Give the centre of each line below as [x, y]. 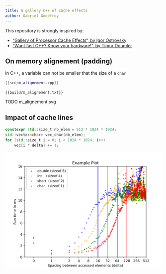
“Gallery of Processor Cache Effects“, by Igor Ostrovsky [69, 40]
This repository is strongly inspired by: [44, 30]
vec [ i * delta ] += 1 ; [36, 145]
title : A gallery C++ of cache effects [46, 10]
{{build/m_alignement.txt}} [34, 93]
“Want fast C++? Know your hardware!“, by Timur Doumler [72, 45]
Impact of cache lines [39, 117]
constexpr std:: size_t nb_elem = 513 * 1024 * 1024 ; [61, 130]
